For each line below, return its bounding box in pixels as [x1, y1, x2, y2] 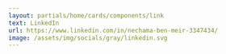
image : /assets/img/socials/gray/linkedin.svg [8, 33, 168, 42]
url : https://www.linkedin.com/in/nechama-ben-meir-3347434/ [8, 26, 219, 34]
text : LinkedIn [8, 19, 60, 27]
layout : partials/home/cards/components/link [8, 11, 164, 20]
